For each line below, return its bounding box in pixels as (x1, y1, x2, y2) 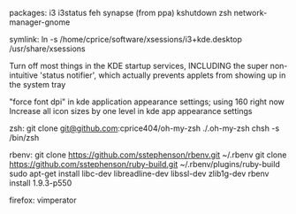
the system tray (9, 80, 66, 89)
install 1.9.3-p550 (9, 178, 72, 188)
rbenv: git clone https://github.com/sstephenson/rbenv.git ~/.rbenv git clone (9, 149, 287, 160)
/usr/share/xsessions (9, 43, 86, 54)
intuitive (9, 70, 38, 80)
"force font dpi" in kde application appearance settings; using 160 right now (9, 96, 285, 107)
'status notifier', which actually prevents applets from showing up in (39, 70, 286, 80)
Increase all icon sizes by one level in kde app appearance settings (9, 106, 253, 116)
